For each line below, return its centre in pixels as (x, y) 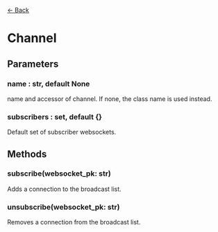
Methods (27, 154)
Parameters (33, 64)
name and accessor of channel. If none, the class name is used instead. (110, 99)
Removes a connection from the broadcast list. (74, 222)
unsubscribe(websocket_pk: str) (64, 207)
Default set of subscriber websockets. (62, 132)
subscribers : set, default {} (55, 116)
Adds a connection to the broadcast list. (64, 189)
